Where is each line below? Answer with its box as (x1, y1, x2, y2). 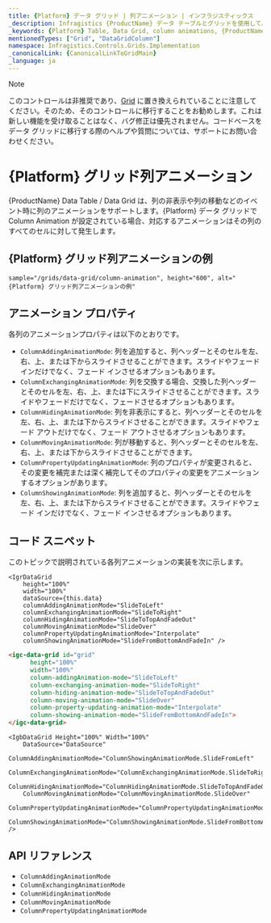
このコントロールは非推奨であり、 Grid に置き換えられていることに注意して (8, 95, 257, 105)
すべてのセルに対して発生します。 (8, 225, 120, 235)
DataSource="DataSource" (23, 740, 106, 748)
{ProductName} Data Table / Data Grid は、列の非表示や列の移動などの (8, 196, 244, 205)
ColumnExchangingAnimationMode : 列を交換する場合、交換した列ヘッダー (19, 377, 256, 386)
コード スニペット (8, 534, 96, 548)
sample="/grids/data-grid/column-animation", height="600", (8, 274, 215, 282)
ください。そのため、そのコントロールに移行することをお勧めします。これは (8, 106, 262, 116)
